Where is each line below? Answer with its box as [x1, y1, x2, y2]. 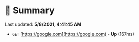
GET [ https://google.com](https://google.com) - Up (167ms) [12, 31, 134, 37]
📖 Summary [5, 5, 55, 16]
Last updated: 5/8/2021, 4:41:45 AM [5, 21, 82, 27]
